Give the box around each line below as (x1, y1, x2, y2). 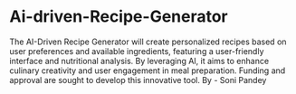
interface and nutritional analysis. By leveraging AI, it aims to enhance (9, 55, 270, 66)
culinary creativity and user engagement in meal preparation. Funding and (9, 65, 286, 76)
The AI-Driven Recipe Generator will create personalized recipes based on (9, 36, 287, 47)
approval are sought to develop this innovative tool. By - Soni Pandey (9, 74, 267, 85)
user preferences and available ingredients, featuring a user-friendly (9, 45, 264, 56)
